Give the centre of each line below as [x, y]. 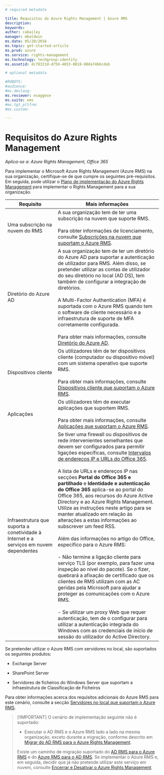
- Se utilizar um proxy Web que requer [102, 612]
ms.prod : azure [20, 50]
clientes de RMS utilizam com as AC [99, 582]
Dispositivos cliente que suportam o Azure [106, 388]
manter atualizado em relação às [95, 514]
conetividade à [24, 533]
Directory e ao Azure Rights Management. [106, 502]
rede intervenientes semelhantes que [100, 440]
